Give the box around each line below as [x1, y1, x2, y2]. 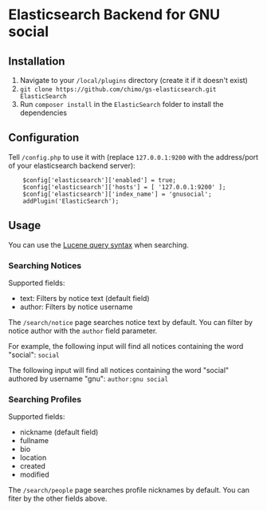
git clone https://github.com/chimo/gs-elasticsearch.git [19, 85, 217, 93]
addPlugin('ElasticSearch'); [22, 197, 120, 205]
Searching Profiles [8, 394, 82, 405]
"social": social [8, 350, 60, 359]
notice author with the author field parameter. [8, 326, 158, 335]
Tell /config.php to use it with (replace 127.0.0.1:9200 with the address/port [8, 152, 259, 161]
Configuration [8, 131, 80, 145]
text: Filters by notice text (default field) [19, 293, 150, 303]
